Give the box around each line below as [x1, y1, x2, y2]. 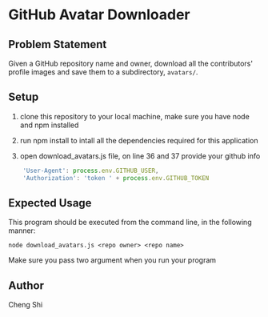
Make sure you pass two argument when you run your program [8, 255, 217, 265]
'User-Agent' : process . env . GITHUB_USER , [22, 167, 159, 175]
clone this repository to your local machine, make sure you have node [19, 111, 250, 121]
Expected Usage [8, 196, 92, 210]
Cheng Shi [8, 300, 43, 310]
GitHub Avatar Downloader [8, 6, 190, 24]
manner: [8, 226, 36, 235]
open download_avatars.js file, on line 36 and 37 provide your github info [19, 150, 261, 161]
